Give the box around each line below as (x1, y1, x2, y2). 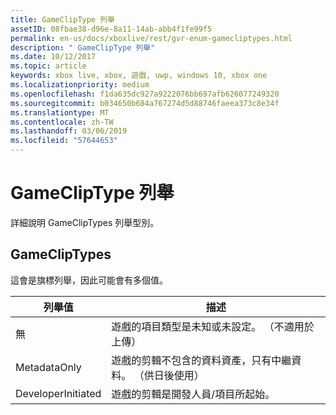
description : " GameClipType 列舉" (10, 42, 156, 53)
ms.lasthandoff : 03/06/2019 (10, 126, 128, 136)
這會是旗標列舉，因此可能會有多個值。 (10, 274, 168, 286)
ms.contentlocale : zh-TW (10, 117, 114, 127)
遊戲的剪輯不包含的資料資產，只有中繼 (111, 353, 292, 367)
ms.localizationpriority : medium (10, 80, 150, 90)
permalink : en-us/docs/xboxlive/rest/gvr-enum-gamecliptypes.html (10, 33, 293, 43)
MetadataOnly (15, 360, 82, 374)
